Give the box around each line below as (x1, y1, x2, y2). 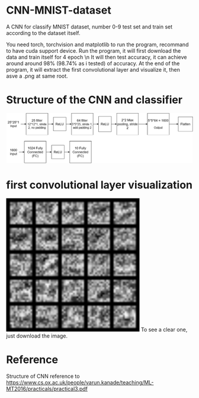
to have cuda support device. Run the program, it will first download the (6, 47, 181, 54)
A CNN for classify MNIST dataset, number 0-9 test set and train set (6, 23, 173, 30)
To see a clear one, (140, 326, 188, 333)
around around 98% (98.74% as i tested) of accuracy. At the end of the (6, 60, 180, 67)
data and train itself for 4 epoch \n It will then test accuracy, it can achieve (6, 53, 187, 60)
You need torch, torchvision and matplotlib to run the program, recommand (6, 41, 189, 48)
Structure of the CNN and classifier (6, 93, 182, 107)
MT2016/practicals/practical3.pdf (6, 386, 88, 393)
